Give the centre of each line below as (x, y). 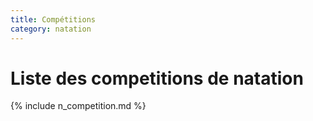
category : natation (51, 29)
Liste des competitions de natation (157, 78)
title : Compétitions (53, 19)
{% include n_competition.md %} (78, 106)
